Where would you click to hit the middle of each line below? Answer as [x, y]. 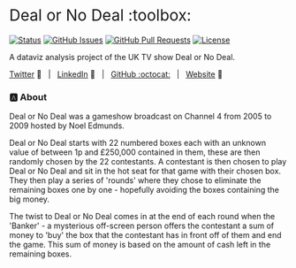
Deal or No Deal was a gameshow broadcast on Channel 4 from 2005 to [140, 117]
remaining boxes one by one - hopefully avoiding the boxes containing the [144, 190]
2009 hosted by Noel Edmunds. [67, 126]
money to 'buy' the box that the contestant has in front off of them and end [145, 235]
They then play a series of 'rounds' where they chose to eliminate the [135, 180]
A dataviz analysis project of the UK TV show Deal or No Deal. [122, 57]
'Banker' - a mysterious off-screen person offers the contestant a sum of [142, 226]
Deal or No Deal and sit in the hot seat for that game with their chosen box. [145, 171]
